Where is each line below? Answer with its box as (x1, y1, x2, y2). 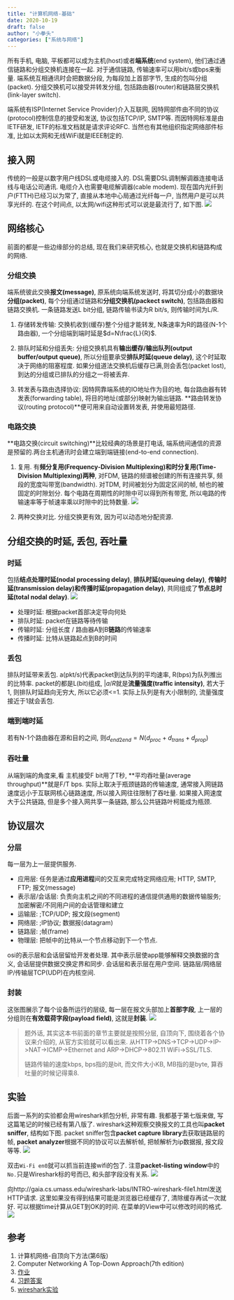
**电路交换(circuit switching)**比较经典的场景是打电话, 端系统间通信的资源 (7, 439, 222, 447)
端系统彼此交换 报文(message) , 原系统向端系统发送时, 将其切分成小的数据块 (7, 288, 224, 297)
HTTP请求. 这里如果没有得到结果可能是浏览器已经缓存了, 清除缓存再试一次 (7, 1193, 221, 1202)
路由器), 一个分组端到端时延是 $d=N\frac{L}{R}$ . (17, 329, 157, 337)
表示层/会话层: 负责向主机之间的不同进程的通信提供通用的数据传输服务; (17, 892, 221, 901)
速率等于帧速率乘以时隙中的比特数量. (23, 498, 130, 506)
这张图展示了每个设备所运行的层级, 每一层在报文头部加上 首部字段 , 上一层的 (7, 1005, 222, 1013)
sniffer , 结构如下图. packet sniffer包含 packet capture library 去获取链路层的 (7, 1128, 225, 1137)
